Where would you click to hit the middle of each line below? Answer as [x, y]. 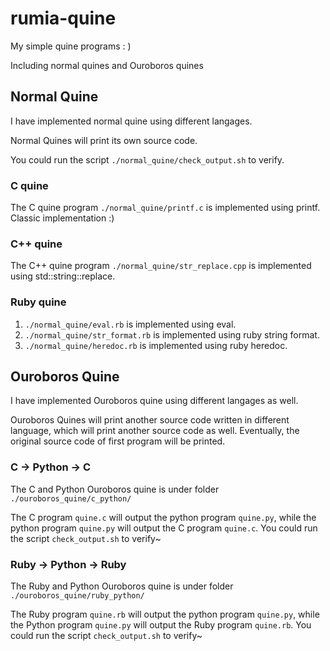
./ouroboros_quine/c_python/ [71, 498]
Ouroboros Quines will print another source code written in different [150, 420]
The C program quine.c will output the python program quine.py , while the [163, 517]
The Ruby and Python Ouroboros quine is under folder [122, 586]
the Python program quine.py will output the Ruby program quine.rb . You [161, 625]
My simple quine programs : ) [71, 46]
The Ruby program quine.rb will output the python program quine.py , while [165, 614]
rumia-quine [63, 18]
